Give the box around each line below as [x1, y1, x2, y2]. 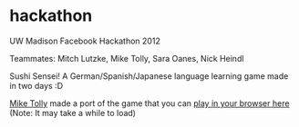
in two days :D [9, 80, 64, 91]
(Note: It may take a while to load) [9, 107, 137, 118]
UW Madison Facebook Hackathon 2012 [9, 35, 161, 46]
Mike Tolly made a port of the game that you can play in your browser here [9, 97, 290, 109]
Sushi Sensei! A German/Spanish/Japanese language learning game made [9, 70, 289, 82]
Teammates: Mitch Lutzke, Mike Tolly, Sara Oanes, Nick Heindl [9, 53, 244, 63]
